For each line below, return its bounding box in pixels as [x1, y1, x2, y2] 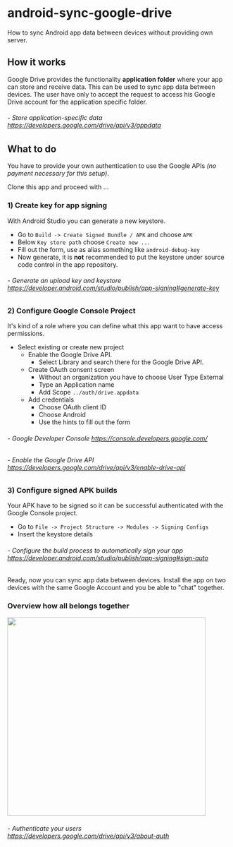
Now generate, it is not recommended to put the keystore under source [17, 253, 225, 261]
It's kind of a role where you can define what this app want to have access [7, 322, 223, 330]
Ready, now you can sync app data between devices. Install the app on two [7, 575, 227, 584]
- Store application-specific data [7, 114, 103, 122]
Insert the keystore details [17, 530, 94, 539]
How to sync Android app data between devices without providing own [7, 28, 213, 37]
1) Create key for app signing [7, 200, 108, 210]
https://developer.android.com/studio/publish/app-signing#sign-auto [7, 554, 209, 563]
